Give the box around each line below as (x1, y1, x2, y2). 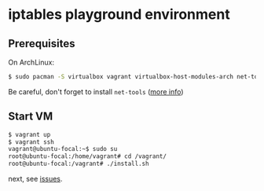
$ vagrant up (8, 130, 51, 138)
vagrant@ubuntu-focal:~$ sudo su (8, 145, 118, 153)
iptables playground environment (8, 6, 230, 24)
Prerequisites (8, 37, 75, 50)
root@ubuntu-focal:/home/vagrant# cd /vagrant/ (8, 152, 167, 160)
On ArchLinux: (8, 57, 55, 67)
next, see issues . (8, 174, 63, 184)
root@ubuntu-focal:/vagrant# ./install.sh (8, 160, 149, 168)
